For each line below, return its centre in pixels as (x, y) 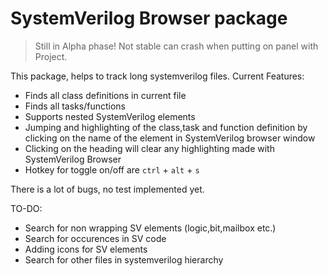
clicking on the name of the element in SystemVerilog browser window (170, 138)
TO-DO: (26, 208)
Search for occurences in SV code (95, 238)
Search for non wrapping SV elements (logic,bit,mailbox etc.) (150, 228)
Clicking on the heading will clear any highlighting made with (149, 148)
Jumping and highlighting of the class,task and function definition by (166, 127)
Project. (51, 56)
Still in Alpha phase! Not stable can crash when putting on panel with (176, 46)
